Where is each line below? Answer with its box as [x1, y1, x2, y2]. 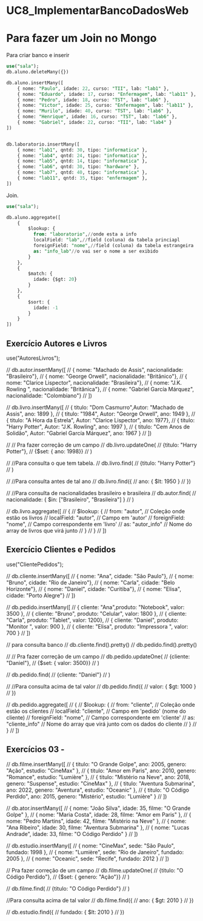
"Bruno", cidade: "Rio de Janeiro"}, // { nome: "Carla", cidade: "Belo [6, 579, 175, 586]
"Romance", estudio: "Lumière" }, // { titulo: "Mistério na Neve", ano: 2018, [6, 773, 191, 780]
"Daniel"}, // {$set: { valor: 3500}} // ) [6, 659, 100, 666]
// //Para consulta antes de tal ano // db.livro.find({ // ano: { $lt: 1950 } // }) [6, 477, 191, 485]
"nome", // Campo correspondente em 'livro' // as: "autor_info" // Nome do [6, 520, 193, 528]
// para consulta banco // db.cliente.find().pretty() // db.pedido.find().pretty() [6, 641, 198, 648]
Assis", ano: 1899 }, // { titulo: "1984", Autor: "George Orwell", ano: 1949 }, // [6, 410, 196, 417]
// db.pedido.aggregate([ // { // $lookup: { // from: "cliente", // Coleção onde [6, 701, 195, 708]
